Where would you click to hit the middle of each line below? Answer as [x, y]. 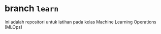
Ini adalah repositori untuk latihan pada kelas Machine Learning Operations [80, 22]
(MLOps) [14, 27]
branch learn [32, 8]
